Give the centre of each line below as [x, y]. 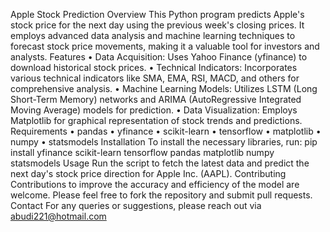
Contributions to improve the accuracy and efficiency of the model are [155, 184]
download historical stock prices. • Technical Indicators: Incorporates [154, 67]
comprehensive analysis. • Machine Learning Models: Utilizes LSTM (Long [164, 88]
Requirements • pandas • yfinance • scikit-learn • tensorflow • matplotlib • [166, 131]
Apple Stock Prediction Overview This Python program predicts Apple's [157, 14]
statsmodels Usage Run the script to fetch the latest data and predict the [160, 163]
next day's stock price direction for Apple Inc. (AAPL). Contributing [148, 173]
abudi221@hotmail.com [58, 216]
